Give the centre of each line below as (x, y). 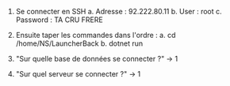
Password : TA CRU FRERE (59, 20)
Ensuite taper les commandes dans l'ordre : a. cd (96, 35)
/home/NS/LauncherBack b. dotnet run (79, 43)
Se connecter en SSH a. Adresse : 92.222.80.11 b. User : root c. (119, 11)
